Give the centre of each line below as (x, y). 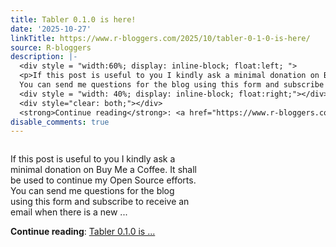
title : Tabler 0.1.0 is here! (73, 19)
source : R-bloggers (51, 47)
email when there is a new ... (69, 212)
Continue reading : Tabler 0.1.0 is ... (83, 232)
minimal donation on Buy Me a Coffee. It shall (103, 170)
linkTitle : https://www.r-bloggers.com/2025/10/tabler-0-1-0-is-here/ (160, 38)
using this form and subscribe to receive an (100, 202)
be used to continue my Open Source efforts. (103, 180)
